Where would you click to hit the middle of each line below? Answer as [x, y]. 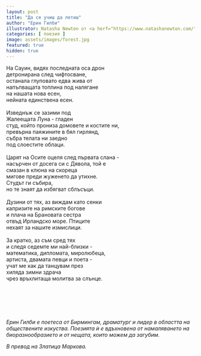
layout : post [22, 12]
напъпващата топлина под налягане [52, 87]
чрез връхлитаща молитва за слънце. [54, 278]
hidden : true [22, 51]
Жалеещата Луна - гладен [40, 119]
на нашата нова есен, [34, 93]
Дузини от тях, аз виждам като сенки [54, 202]
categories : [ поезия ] [36, 34]
